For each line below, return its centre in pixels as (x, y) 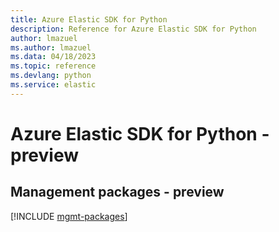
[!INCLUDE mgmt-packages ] (69, 216)
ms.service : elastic (53, 85)
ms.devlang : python (51, 76)
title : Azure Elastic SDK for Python (89, 19)
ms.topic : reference (53, 66)
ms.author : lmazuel (51, 47)
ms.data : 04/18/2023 (53, 57)
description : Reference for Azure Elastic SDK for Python (133, 29)
